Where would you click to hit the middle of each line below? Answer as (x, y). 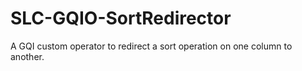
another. (27, 56)
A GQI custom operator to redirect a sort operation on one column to (151, 46)
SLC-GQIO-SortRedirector (121, 18)
